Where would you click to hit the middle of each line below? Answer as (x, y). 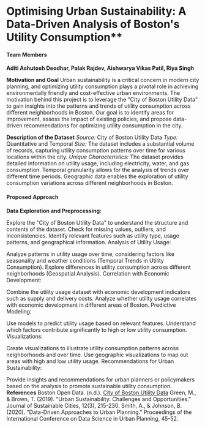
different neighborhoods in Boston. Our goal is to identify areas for (90, 113)
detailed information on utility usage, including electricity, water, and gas (98, 163)
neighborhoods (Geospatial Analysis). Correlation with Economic (88, 273)
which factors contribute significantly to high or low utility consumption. (97, 329)
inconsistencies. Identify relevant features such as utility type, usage (93, 235)
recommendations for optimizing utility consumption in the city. (103, 126)
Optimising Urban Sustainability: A (96, 11)
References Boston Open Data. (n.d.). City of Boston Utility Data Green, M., (101, 392)
